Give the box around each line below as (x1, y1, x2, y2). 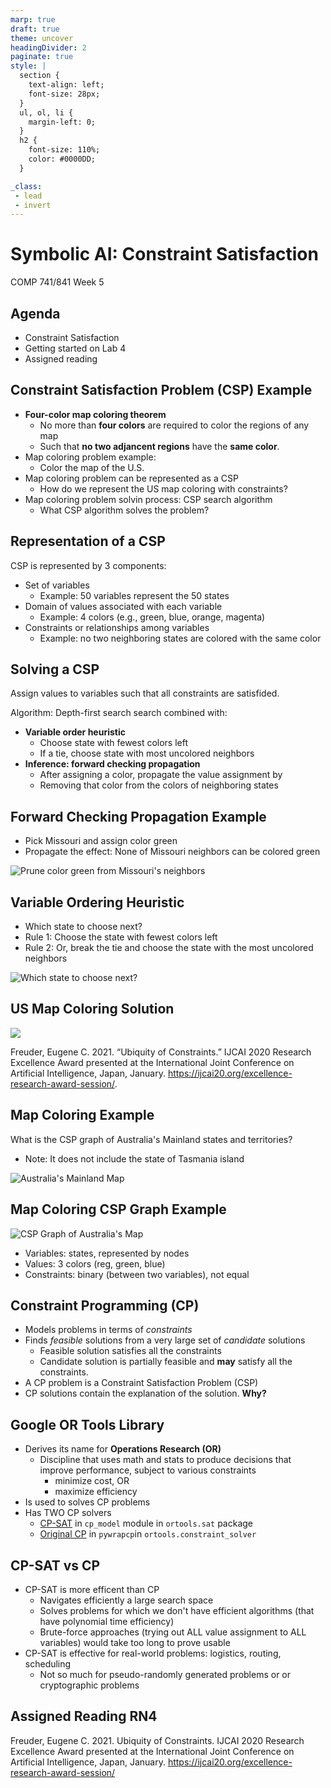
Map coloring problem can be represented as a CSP (24, 472, 239, 484)
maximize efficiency (54, 1486, 138, 1498)
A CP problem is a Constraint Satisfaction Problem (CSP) (24, 1377, 259, 1389)
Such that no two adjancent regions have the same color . (39, 440, 280, 452)
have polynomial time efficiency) (39, 1615, 175, 1627)
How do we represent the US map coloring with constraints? (39, 482, 288, 495)
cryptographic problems (39, 1679, 140, 1691)
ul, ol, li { (19, 107, 74, 118)
